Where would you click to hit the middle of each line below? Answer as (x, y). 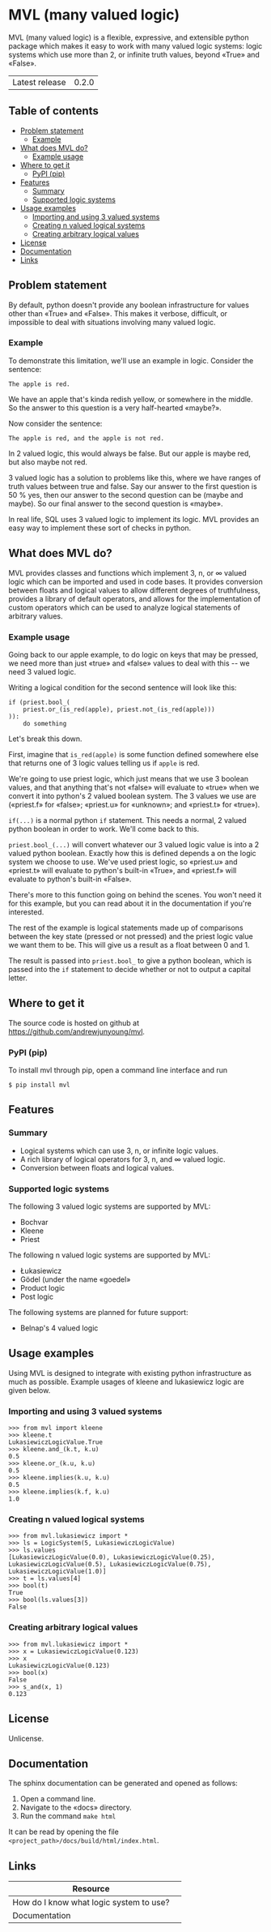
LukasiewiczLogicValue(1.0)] (57, 1572)
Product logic (42, 1288)
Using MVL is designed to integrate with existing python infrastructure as (130, 1373)
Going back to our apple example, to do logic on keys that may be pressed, (133, 654)
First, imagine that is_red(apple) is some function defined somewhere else (133, 754)
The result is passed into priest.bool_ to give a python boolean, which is (130, 960)
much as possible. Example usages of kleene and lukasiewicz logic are (126, 1382)
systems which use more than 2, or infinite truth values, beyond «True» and (134, 54)
